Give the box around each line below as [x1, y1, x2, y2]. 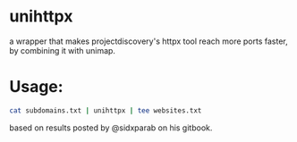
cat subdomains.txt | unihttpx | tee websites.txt [9, 105, 202, 115]
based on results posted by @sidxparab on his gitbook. [9, 122, 213, 133]
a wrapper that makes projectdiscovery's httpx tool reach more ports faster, [9, 36, 288, 46]
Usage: [9, 77, 64, 97]
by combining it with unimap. [9, 45, 116, 55]
